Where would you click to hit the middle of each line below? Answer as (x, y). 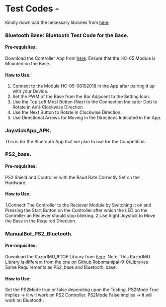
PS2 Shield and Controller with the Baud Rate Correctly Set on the (73, 177)
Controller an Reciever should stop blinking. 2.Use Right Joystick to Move (80, 215)
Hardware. (16, 183)
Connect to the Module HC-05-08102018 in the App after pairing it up (83, 86)
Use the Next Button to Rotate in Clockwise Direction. (67, 112)
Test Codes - (32, 9)
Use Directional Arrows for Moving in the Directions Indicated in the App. (87, 118)
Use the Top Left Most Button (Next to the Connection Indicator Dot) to (85, 102)
